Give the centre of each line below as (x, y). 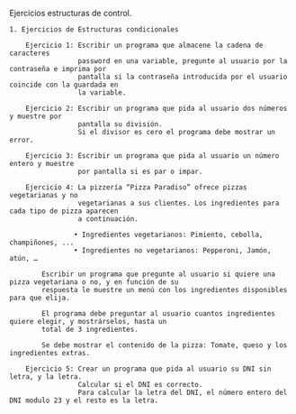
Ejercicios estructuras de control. (71, 13)
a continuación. (108, 219)
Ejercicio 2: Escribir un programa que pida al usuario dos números (157, 108)
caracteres (30, 53)
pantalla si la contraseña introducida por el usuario (183, 77)
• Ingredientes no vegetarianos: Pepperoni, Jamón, (172, 251)
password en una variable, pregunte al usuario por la (183, 61)
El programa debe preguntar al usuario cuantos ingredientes (159, 314)
